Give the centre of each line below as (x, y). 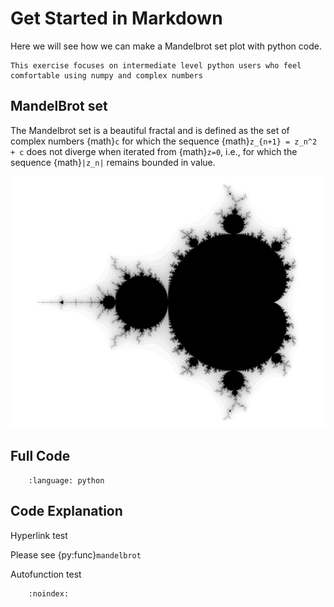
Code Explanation (66, 511)
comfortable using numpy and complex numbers (106, 75)
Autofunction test (46, 574)
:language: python (66, 480)
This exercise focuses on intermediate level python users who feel (156, 65)
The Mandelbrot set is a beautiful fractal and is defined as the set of (150, 130)
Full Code (40, 456)
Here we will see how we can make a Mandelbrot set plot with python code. (166, 46)
